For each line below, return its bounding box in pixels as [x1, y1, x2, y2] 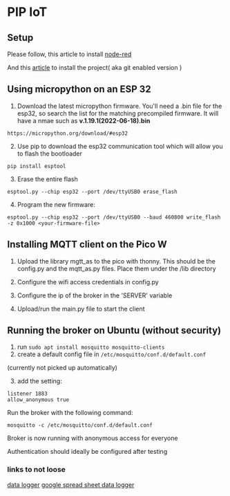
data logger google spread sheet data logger [7, 480, 135, 488]
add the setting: [17, 377, 62, 385]
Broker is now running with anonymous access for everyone [7, 434, 178, 443]
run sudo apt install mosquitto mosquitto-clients [17, 343, 165, 351]
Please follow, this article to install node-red [7, 50, 132, 58]
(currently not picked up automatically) [7, 364, 117, 372]
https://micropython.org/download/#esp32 [7, 129, 128, 137]
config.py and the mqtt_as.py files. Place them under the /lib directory [17, 264, 216, 273]
